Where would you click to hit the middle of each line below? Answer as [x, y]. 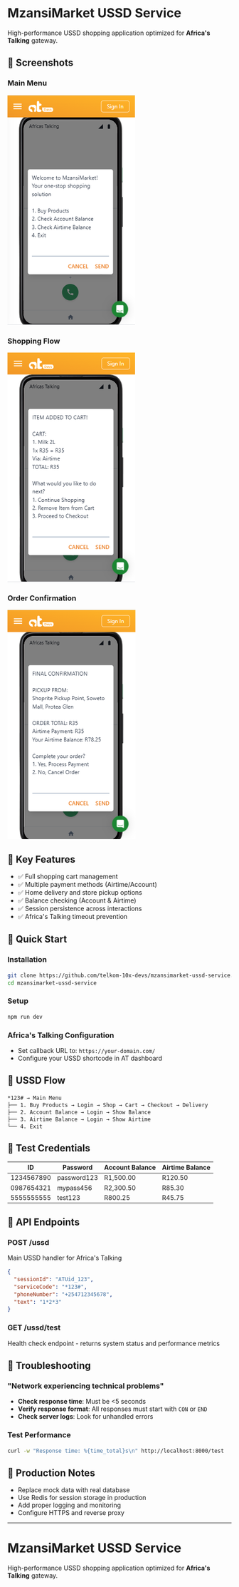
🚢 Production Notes [51, 1473]
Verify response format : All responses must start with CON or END [112, 1409]
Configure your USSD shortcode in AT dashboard [90, 1058]
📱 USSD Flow [37, 1080]
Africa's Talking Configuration [61, 1035]
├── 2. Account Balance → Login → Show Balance [79, 1112]
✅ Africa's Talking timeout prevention [73, 917]
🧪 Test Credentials [49, 1148]
